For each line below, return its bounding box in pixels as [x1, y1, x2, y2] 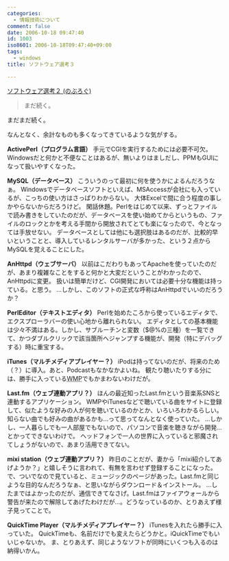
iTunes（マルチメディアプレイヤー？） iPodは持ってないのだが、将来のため [7, 357, 221, 365]
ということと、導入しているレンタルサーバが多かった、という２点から [12, 236, 211, 245]
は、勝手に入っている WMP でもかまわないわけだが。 [7, 374, 154, 382]
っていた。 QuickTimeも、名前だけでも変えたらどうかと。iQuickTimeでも [7, 529, 215, 538]
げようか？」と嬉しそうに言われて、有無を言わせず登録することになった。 [7, 463, 217, 471]
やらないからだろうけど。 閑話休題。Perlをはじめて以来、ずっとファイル [12, 202, 218, 210]
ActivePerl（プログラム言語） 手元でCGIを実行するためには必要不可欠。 [7, 145, 212, 153]
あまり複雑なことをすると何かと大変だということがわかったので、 [19, 268, 206, 276]
